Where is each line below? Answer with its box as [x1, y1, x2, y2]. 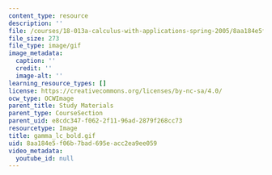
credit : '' [15, 65, 53, 73]
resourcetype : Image [8, 124, 79, 132]
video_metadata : [8, 147, 63, 155]
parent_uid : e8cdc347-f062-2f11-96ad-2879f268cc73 [8, 117, 183, 125]
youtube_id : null [15, 154, 74, 162]
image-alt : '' [15, 72, 63, 80]
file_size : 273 [8, 34, 60, 43]
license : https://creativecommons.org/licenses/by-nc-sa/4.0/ [8, 86, 223, 95]
